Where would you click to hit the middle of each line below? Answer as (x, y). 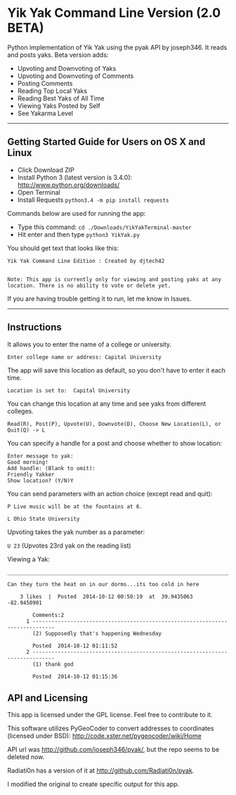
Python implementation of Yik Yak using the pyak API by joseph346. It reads (117, 47)
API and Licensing (47, 698)
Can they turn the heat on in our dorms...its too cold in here (103, 584)
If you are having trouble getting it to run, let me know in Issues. (99, 298)
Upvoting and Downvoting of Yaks (67, 68)
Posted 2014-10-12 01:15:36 (75, 676)
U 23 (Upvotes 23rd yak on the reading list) (69, 545)
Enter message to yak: (40, 456)
